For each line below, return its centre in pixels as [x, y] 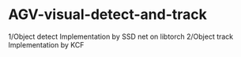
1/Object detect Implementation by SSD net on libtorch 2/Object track [121, 36]
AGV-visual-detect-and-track [107, 15]
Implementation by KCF [46, 44]
